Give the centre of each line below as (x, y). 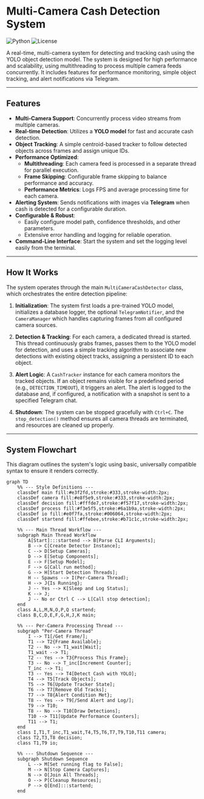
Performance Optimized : (47, 157)
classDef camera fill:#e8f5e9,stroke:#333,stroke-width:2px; (96, 498)
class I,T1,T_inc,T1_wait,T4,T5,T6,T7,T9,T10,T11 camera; (92, 733)
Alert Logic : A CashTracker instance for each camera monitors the (97, 374)
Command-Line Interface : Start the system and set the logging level (101, 241)
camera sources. (36, 325)
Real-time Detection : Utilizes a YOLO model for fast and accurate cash (104, 131)
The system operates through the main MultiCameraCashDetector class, (95, 287)
